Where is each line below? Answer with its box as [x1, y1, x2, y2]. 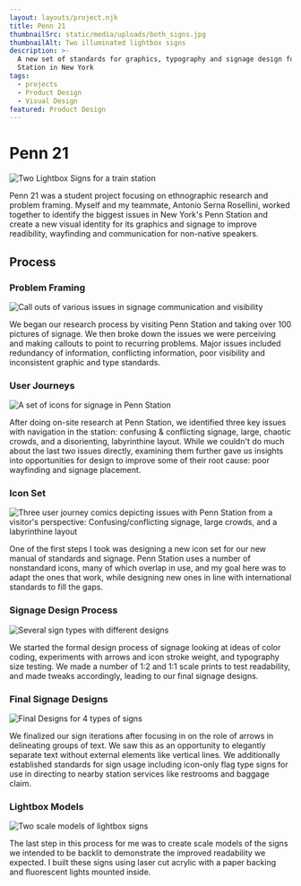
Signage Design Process [9, 604, 118, 616]
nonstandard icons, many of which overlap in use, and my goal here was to [9, 563, 287, 573]
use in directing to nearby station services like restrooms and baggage [9, 769, 271, 779]
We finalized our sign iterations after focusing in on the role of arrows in [9, 731, 274, 742]
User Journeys [9, 379, 75, 391]
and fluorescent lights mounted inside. [9, 866, 151, 878]
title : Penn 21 [9, 22, 66, 30]
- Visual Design [17, 96, 78, 106]
